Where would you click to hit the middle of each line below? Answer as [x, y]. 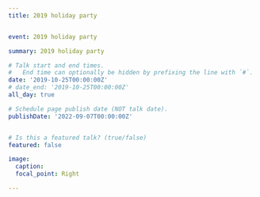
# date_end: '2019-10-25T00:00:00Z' [69, 88]
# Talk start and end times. [56, 65]
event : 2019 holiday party [53, 36]
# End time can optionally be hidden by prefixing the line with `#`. [131, 73]
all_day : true [32, 95]
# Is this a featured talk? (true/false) [78, 138]
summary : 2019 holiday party [56, 51]
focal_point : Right [48, 174]
